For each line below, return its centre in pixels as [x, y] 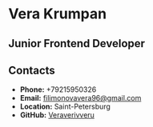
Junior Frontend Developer [77, 44]
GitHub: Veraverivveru [57, 115]
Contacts [32, 70]
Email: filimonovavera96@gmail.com [81, 98]
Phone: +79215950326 [58, 89]
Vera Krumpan [57, 14]
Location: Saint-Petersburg [65, 107]
